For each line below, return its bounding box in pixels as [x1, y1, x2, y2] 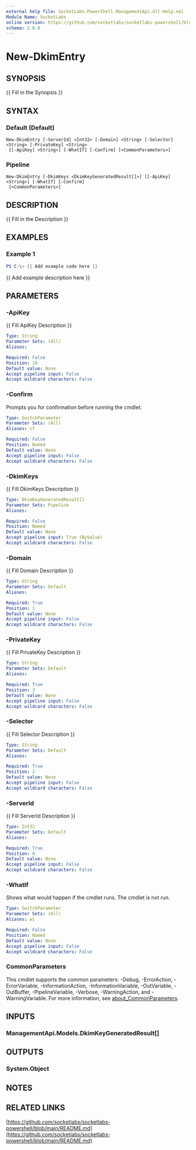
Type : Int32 [6, 824, 35, 830]
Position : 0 [6, 851, 35, 856]
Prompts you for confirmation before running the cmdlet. [6, 404, 142, 411]
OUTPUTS [6, 1047, 44, 1057]
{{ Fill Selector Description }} [6, 731, 75, 738]
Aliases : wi [6, 916, 35, 923]
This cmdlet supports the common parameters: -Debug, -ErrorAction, [6, 976, 173, 983]
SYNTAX [6, 106, 39, 116]
